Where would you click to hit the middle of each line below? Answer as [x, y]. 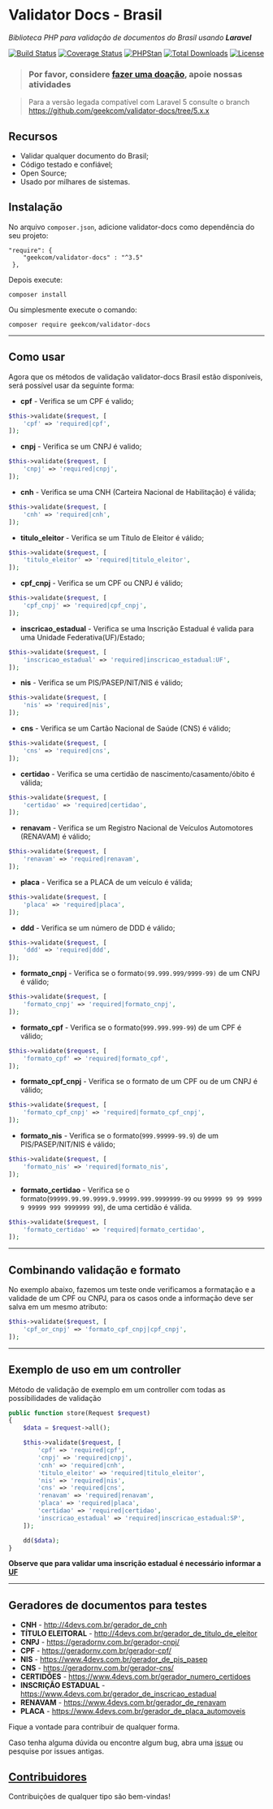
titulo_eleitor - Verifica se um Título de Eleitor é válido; [112, 537]
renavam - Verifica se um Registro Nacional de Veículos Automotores [136, 828]
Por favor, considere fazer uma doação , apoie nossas [135, 74]
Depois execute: [36, 280]
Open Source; [43, 173]
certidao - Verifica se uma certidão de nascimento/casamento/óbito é [138, 774]
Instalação [36, 208]
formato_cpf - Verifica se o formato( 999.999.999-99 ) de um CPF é [131, 1027]
